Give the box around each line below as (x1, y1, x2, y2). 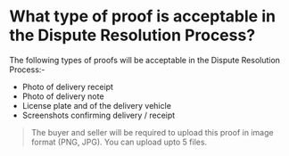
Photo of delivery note (21, 91, 104, 102)
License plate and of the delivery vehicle (21, 100, 172, 111)
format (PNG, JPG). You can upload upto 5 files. (30, 136, 208, 147)
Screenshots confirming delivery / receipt (21, 110, 176, 120)
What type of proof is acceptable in (9, 6, 277, 27)
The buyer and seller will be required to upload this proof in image (30, 127, 274, 137)
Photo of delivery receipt (21, 81, 114, 92)
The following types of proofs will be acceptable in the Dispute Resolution (9, 54, 281, 65)
